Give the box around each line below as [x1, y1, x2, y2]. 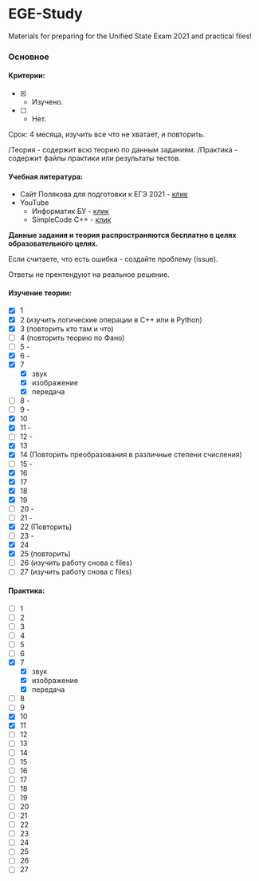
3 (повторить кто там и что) [19, 324, 114, 334]
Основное [8, 51, 49, 62]
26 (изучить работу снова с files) [19, 558, 133, 567]
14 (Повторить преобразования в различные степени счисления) [19, 450, 243, 460]
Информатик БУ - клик [31, 207, 109, 216]
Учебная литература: [8, 172, 84, 181]
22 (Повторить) [19, 522, 73, 531]
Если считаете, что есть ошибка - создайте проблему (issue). [8, 255, 218, 264]
